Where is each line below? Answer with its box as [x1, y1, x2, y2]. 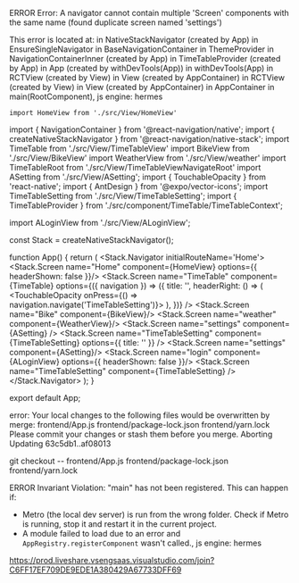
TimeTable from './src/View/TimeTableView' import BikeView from [9, 143, 250, 154]
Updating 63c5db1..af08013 [9, 438, 112, 449]
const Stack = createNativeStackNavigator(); [9, 235, 174, 245]
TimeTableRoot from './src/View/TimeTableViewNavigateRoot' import [9, 162, 262, 172]
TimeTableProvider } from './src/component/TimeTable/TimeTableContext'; [9, 200, 283, 211]
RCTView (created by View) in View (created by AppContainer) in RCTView [9, 72, 286, 83]
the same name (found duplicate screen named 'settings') [9, 17, 223, 28]
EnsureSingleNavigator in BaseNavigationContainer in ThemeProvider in [9, 44, 274, 54]
